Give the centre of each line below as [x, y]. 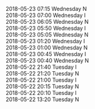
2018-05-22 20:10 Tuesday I [41, 93]
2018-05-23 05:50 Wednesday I [46, 28]
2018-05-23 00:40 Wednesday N [47, 61]
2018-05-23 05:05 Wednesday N [47, 35]
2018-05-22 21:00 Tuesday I [41, 80]
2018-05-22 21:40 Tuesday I [41, 67]
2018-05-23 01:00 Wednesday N [47, 47]
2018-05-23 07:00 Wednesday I [46, 15]
